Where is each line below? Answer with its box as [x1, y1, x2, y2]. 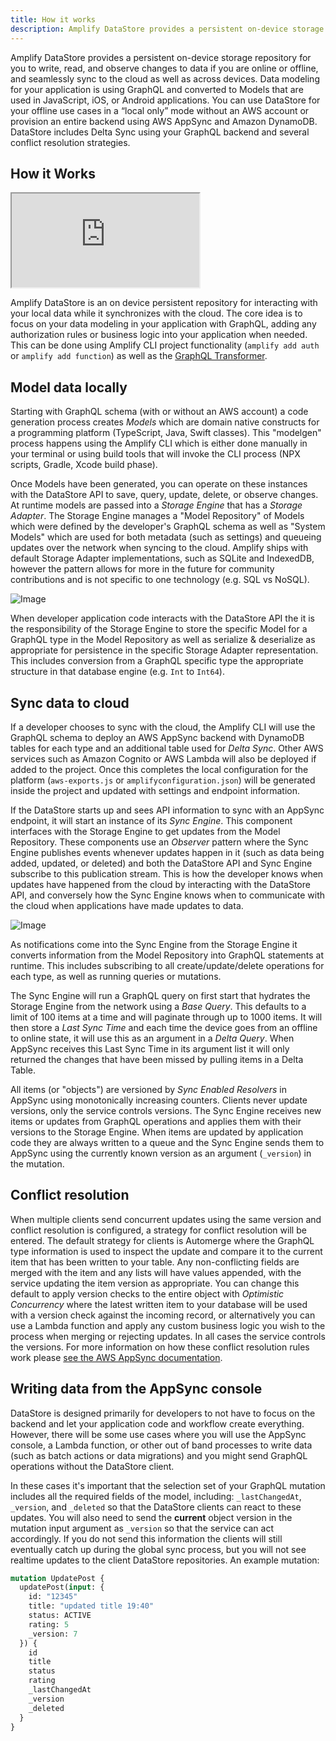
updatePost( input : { [19, 1582, 105, 1593]
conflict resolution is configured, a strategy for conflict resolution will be [10, 1224, 307, 1236]
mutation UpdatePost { [10, 1573, 105, 1583]
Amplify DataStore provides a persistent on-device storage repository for [10, 51, 312, 63]
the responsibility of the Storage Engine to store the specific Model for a [10, 623, 308, 635]
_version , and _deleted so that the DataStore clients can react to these [10, 1501, 302, 1513]
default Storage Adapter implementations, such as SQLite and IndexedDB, [10, 552, 315, 565]
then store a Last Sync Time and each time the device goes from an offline [10, 1021, 318, 1033]
